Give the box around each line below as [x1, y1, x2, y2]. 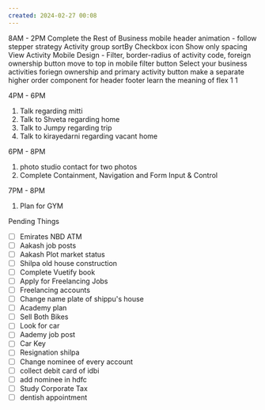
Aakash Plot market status [19, 249, 105, 259]
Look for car [19, 321, 60, 331]
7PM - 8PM [8, 185, 46, 195]
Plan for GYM [19, 201, 63, 211]
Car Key [19, 339, 46, 348]
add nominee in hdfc [19, 374, 87, 384]
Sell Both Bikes [19, 312, 69, 321]
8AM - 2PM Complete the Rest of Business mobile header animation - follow [8, 33, 257, 43]
